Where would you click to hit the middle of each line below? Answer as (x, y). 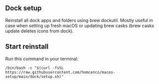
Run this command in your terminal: (42, 58)
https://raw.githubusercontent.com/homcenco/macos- (60, 72)
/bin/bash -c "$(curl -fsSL (35, 68)
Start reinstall (27, 47)
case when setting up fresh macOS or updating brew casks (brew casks (80, 25)
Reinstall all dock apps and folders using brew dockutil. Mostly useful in (79, 20)
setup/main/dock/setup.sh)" (35, 76)
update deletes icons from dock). (40, 31)
